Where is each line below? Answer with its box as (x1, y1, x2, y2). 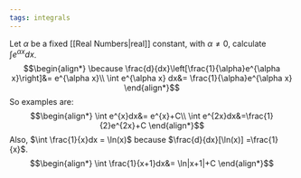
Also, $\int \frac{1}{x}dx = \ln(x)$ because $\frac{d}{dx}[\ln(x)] (9, 135, 244, 145)
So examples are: (9, 97, 74, 108)
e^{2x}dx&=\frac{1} (202, 110, 274, 122)
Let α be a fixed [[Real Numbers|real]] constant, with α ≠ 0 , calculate (9, 38, 267, 49)
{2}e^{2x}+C (99, 120, 147, 131)
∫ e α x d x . (9, 47, 37, 60)
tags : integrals (9, 13, 71, 23)
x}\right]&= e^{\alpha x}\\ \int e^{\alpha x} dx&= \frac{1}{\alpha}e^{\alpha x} (11, 73, 293, 84)
